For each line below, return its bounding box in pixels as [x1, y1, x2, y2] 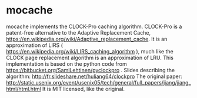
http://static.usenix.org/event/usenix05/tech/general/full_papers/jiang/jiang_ [6, 79, 191, 86]
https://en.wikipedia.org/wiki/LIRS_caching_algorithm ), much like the [6, 48, 173, 55]
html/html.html [6, 85, 41, 92]
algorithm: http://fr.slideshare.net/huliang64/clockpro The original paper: [6, 73, 182, 80]
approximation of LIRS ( [6, 42, 64, 49]
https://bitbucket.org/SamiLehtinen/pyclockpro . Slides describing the [6, 66, 175, 73]
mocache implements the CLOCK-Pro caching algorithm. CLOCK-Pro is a [6, 23, 182, 30]
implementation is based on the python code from [6, 60, 128, 67]
